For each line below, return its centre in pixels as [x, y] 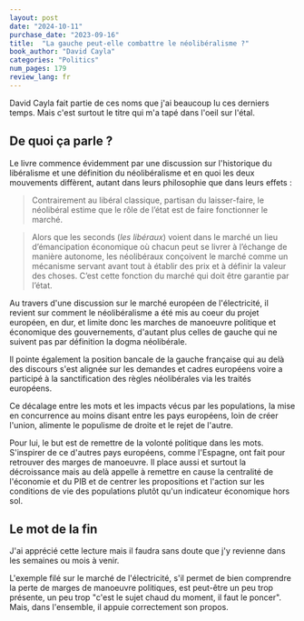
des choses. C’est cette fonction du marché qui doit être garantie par [160, 275]
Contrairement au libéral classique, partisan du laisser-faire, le [148, 200]
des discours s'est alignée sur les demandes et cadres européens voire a [146, 368]
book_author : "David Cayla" [63, 52]
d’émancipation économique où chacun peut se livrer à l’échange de [159, 246]
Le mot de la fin [54, 529]
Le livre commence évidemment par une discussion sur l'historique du [141, 163]
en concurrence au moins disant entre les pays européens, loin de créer [144, 416]
